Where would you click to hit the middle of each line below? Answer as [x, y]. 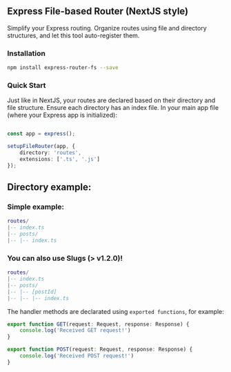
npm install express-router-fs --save [63, 68]
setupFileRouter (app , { [41, 147]
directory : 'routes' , [50, 153]
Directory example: [49, 187]
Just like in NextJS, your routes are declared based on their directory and [111, 100]
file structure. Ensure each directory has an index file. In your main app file [113, 108]
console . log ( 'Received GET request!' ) [75, 331]
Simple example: [36, 207]
